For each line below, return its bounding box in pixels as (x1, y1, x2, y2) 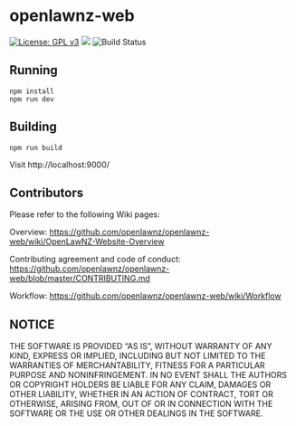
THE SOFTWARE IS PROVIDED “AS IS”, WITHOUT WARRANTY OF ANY (9, 341, 272, 352)
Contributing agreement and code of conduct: (9, 254, 181, 265)
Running (9, 62, 59, 78)
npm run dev (9, 94, 54, 104)
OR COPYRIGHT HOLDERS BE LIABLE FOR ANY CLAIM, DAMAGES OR (9, 379, 272, 390)
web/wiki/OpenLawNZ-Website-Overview (9, 236, 165, 247)
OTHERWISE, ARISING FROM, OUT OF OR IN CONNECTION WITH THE (9, 399, 273, 410)
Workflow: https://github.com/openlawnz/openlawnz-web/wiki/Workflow (9, 290, 282, 301)
